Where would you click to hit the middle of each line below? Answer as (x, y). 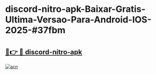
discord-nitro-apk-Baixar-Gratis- (75, 9)
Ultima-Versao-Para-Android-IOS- (79, 20)
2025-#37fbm (35, 30)
